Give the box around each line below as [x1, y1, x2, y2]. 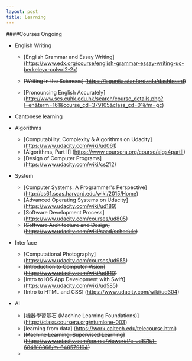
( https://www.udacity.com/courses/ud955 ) [23, 256, 128, 264]
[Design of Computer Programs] [23, 154, 102, 161]
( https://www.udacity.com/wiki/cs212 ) [23, 161, 116, 168]
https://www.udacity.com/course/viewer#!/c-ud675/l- [25, 337, 157, 344]
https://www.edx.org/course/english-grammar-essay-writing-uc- [25, 60, 184, 67]
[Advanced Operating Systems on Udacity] [23, 196, 129, 203]
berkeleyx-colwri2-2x [23, 66, 76, 73]
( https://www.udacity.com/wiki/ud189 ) [23, 202, 117, 210]
